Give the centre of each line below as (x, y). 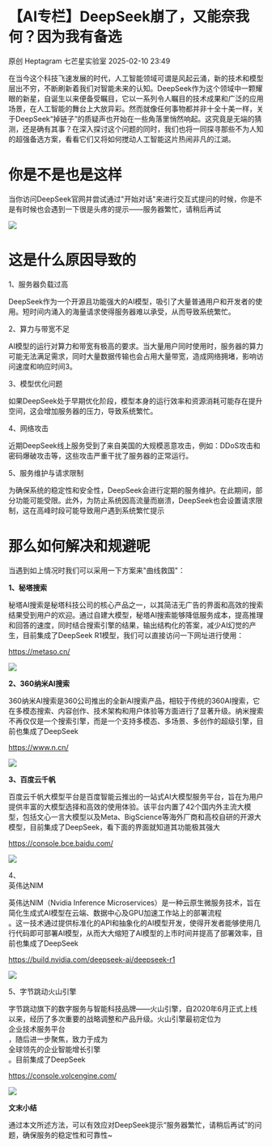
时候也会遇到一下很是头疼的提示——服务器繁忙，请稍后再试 (121, 209)
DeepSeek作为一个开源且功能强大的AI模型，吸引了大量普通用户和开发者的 (132, 301)
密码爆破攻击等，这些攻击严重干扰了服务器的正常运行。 (100, 455)
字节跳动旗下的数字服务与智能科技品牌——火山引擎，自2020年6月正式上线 (133, 1008)
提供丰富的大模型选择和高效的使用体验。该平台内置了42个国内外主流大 (126, 806)
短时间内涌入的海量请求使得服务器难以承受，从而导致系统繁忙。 (129, 311)
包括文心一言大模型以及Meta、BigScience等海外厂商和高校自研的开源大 (142, 817)
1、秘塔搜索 (28, 587)
